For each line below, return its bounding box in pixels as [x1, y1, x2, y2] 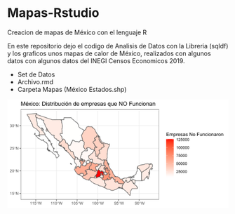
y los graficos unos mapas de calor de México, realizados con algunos [7, 49, 212, 58]
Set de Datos [17, 70, 55, 79]
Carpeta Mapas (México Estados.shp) [17, 85, 127, 93]
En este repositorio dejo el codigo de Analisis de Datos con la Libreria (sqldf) [7, 41, 229, 50]
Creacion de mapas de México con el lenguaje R [7, 28, 147, 36]
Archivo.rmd [17, 77, 54, 86]
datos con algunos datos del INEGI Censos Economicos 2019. [7, 56, 185, 65]
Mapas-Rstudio [7, 5, 100, 21]
